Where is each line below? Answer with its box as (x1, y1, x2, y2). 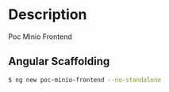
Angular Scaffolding (8, 55, 110, 68)
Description (8, 6, 87, 24)
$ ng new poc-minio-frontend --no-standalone (8, 75, 161, 84)
